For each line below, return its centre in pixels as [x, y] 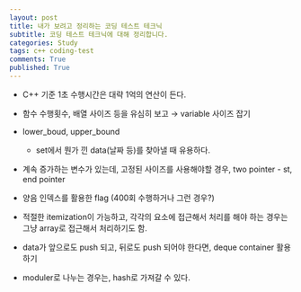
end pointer [44, 179]
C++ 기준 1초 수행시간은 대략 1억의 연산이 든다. [104, 94]
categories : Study [44, 43]
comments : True [38, 59]
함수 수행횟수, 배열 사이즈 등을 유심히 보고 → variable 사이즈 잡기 [137, 113]
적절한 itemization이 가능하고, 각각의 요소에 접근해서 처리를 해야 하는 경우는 [155, 217]
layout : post [34, 18]
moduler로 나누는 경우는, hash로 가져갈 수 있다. [106, 277]
